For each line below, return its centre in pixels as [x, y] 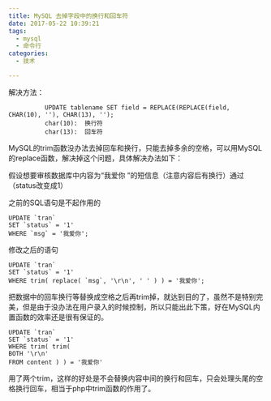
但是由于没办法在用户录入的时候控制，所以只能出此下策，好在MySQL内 [142, 307]
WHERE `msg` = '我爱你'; [49, 233]
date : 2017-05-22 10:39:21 [54, 23]
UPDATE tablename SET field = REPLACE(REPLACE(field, [137, 107]
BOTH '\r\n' [28, 353]
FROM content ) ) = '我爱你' [56, 362]
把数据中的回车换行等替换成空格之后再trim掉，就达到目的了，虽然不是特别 [132, 296]
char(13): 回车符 [74, 132]
